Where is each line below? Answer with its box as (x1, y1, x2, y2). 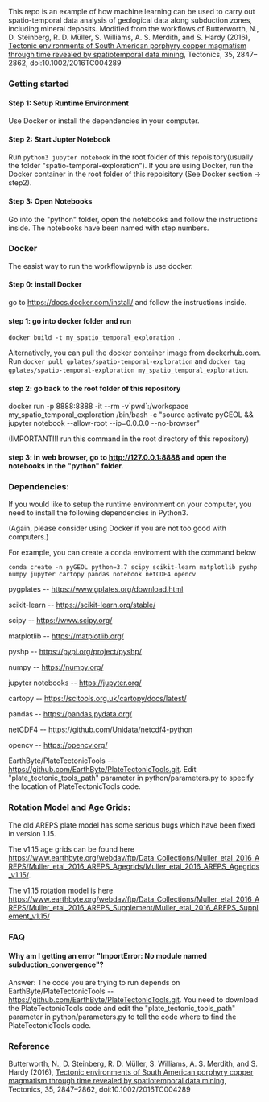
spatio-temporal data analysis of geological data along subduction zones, (8, 15, 252, 25)
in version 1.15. (8, 828, 56, 838)
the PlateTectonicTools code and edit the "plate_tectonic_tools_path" (8, 1003, 236, 1013)
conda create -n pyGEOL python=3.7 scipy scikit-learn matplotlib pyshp (8, 563, 258, 572)
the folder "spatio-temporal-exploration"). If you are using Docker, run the (8, 161, 254, 171)
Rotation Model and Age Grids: (8, 802, 131, 813)
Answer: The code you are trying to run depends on (8, 977, 180, 987)
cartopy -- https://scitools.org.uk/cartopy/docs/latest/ (8, 694, 187, 704)
